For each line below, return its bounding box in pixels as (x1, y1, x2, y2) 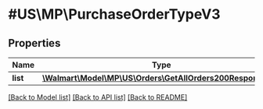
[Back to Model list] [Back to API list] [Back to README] (8, 93, 188, 102)
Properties (8, 37, 61, 50)
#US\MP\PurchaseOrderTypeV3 (8, 5, 221, 23)
